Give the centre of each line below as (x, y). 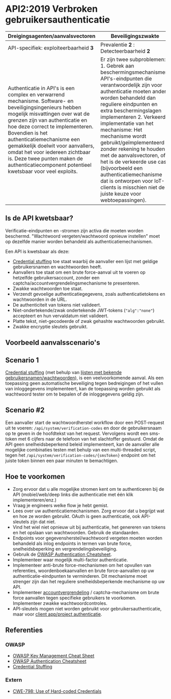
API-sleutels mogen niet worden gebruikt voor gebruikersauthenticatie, (87, 608)
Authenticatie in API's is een (41, 88)
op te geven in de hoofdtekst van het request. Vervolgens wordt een (77, 433)
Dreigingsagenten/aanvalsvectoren (52, 36)
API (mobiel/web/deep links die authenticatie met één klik (73, 494)
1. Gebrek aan (117, 65)
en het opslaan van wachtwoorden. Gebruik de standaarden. (76, 532)
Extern (14, 680)
